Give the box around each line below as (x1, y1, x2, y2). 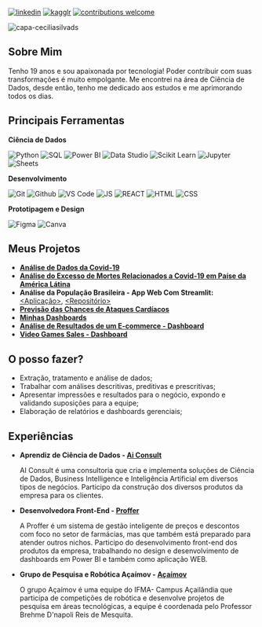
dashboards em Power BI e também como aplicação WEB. (19, 555, 208, 564)
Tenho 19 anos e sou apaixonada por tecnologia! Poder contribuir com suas (8, 66, 253, 75)
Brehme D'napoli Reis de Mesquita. (19, 610, 133, 620)
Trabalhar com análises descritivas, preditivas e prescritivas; (19, 382, 216, 391)
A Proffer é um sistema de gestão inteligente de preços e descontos (19, 521, 240, 530)
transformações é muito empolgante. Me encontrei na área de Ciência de (8, 75, 245, 84)
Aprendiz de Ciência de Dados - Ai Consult (19, 450, 162, 460)
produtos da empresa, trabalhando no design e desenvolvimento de (19, 546, 239, 555)
